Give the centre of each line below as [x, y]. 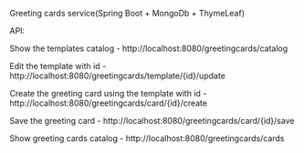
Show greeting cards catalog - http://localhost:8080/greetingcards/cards [147, 138]
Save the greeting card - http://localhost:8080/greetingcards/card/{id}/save [152, 121]
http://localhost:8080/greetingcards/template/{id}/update [118, 76]
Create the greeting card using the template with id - [108, 93]
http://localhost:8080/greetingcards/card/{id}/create [109, 103]
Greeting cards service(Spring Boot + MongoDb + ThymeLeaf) [127, 13]
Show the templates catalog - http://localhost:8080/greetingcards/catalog [149, 48]
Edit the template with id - [58, 66]
